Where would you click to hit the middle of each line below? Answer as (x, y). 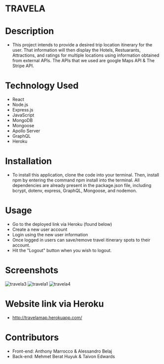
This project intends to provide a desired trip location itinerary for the (82, 45)
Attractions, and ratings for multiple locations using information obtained (86, 55)
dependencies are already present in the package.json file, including (82, 185)
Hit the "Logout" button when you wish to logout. (62, 250)
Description (30, 31)
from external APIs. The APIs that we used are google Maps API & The (83, 61)
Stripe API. (23, 66)
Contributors (32, 337)
